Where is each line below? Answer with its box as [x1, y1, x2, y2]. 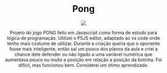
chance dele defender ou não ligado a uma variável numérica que [15, 51, 152, 57]
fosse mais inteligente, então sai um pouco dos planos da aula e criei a [9, 45, 158, 52]
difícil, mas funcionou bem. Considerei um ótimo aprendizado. [18, 62, 149, 68]
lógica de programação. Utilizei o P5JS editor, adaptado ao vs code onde [7, 35, 160, 41]
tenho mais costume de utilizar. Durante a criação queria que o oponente [7, 40, 160, 46]
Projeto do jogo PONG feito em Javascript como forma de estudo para [10, 29, 157, 36]
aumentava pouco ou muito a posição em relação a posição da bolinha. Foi [5, 57, 162, 63]
